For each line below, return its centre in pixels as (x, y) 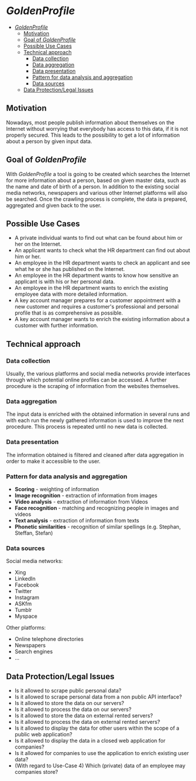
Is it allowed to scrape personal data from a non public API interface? (98, 697)
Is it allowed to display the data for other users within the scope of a (97, 728)
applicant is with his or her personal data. (65, 282)
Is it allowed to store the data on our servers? (69, 703)
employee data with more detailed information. (71, 294)
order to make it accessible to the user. (53, 461)
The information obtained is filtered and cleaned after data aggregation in (95, 455)
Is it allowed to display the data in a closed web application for (90, 741)
